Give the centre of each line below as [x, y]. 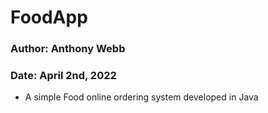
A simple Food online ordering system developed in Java [141, 97]
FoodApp [49, 17]
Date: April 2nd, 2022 [63, 76]
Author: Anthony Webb [68, 49]
